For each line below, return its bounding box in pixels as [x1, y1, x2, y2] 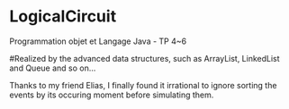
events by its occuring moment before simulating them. [9, 89, 214, 100]
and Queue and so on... [9, 63, 96, 73]
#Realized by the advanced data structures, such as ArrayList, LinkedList [9, 53, 281, 63]
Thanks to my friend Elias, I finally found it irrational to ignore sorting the [9, 80, 277, 90]
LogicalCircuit [9, 6, 117, 27]
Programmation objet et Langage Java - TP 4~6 [9, 36, 187, 46]
